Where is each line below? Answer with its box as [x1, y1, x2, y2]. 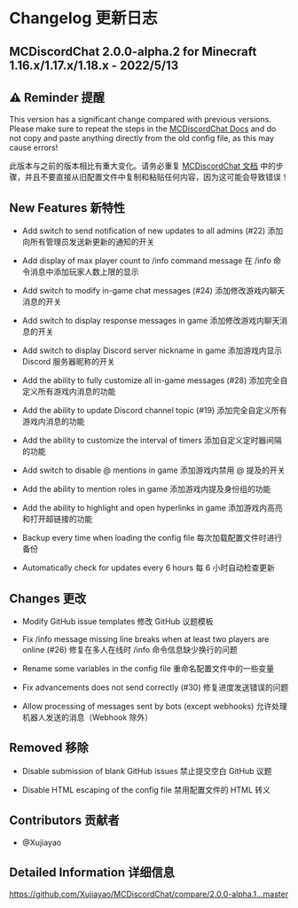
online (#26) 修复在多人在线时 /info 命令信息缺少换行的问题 [21, 645, 238, 655]
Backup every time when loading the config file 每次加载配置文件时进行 [21, 533, 282, 544]
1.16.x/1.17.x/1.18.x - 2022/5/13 [9, 58, 179, 73]
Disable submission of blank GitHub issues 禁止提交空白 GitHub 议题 [21, 765, 272, 776]
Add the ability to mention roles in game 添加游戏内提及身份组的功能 [21, 484, 271, 495]
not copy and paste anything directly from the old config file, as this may [9, 133, 275, 144]
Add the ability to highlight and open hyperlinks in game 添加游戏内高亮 [21, 503, 283, 513]
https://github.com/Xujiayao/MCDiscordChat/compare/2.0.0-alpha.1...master [9, 888, 289, 900]
